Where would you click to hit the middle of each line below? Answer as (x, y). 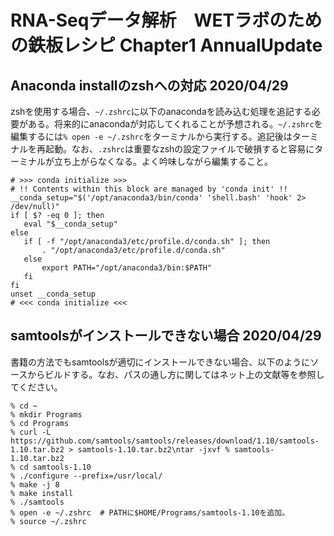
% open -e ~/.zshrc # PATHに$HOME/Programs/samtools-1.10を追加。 (150, 512)
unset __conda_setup (53, 294)
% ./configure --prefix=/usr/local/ (86, 476)
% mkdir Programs (46, 414)
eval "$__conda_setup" (70, 224)
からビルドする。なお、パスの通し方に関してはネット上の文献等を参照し (176, 374)
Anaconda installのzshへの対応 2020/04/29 (149, 85)
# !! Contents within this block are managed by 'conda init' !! (149, 189)
